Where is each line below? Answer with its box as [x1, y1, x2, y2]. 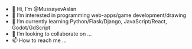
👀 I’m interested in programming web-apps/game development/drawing [11, 12, 187, 19]
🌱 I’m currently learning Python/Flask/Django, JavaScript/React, [11, 18, 167, 24]
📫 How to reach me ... [11, 37, 67, 44]
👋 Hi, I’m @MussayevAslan [11, 6, 77, 12]
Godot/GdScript [11, 24, 51, 31]
